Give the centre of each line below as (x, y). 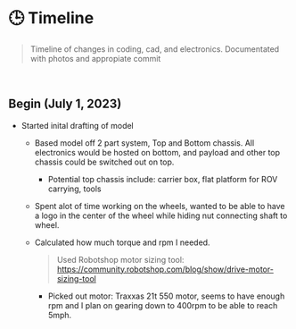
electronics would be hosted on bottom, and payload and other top (157, 152)
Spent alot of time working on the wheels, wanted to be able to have (160, 206)
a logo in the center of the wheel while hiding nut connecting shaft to (161, 215)
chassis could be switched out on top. (104, 162)
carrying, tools (74, 189)
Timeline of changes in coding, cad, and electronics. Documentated (155, 49)
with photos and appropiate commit (95, 58)
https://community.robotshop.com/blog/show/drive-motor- (165, 269)
